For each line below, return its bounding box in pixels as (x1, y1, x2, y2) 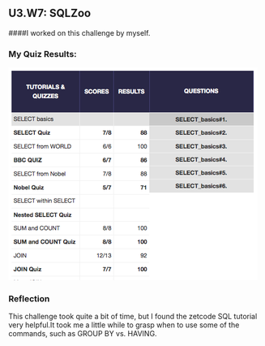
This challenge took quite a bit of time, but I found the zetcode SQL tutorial (8, 312, 258, 322)
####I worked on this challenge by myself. (8, 28, 151, 37)
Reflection (8, 293, 50, 305)
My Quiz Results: (8, 48, 77, 59)
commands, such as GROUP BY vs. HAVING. (8, 329, 157, 339)
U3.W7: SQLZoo (8, 6, 92, 20)
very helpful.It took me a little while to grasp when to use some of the (8, 320, 240, 330)
